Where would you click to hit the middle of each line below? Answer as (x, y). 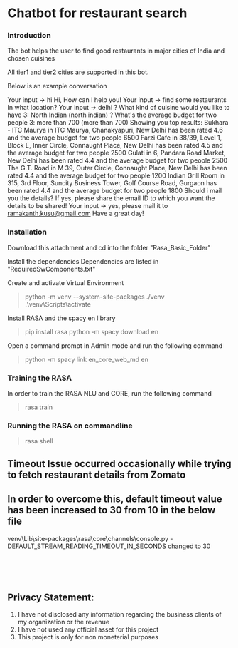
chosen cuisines (31, 58)
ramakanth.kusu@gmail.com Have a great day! (76, 214)
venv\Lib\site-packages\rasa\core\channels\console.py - (90, 538)
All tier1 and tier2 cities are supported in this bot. (78, 72)
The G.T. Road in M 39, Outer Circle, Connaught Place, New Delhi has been (117, 168)
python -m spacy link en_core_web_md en (87, 359)
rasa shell (39, 441)
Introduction (29, 36)
